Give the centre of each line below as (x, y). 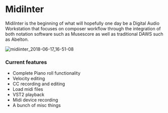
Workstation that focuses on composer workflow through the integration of (83, 28)
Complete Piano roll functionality (46, 73)
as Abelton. (17, 39)
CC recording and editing (39, 84)
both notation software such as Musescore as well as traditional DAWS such (84, 34)
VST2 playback (28, 95)
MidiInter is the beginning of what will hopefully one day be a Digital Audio (82, 23)
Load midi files (28, 89)
